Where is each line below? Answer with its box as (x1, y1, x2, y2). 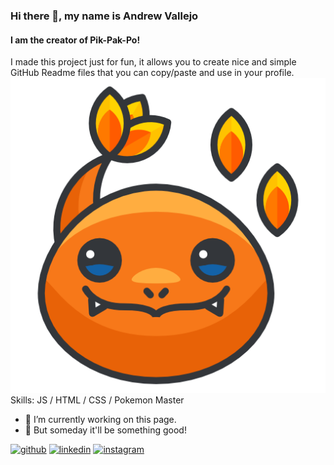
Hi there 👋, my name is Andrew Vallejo (10, 9, 199, 23)
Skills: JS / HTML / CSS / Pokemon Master (10, 394, 185, 406)
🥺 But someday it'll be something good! (24, 424, 187, 436)
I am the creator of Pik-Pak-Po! (10, 34, 141, 46)
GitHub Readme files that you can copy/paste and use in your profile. (10, 67, 295, 79)
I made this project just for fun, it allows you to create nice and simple (10, 56, 297, 68)
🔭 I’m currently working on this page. (24, 414, 177, 426)
